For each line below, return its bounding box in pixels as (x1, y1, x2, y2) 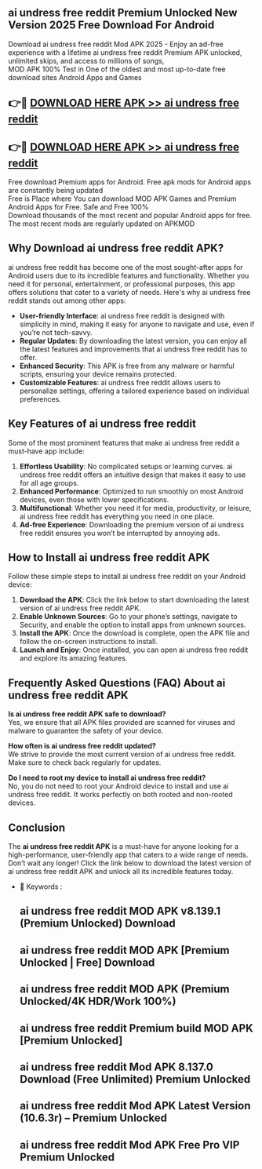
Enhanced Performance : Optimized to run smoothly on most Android (19, 486, 244, 496)
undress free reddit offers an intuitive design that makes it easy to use (19, 470, 246, 479)
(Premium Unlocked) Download (19, 917, 176, 930)
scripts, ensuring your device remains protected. (19, 369, 177, 379)
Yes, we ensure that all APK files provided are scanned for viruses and (8, 718, 235, 727)
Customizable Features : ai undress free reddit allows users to (19, 377, 221, 387)
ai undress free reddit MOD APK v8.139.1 (19, 905, 221, 918)
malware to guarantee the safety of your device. (8, 726, 164, 736)
